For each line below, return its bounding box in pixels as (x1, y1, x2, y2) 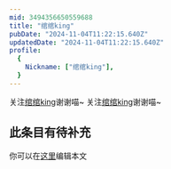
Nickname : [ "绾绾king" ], (25, 63, 114, 72)
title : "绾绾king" (9, 21, 74, 30)
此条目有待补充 (9, 125, 91, 141)
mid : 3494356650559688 (9, 12, 93, 22)
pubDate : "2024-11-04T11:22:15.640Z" (9, 29, 149, 38)
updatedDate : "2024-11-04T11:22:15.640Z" (9, 37, 165, 47)
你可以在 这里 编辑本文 (9, 150, 87, 161)
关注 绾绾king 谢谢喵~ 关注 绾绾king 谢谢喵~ (9, 96, 162, 107)
